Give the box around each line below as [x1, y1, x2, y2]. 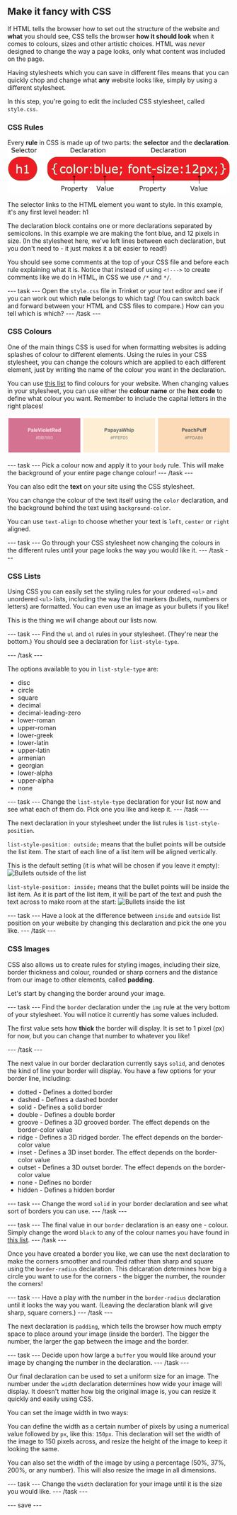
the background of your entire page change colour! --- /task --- [7, 468, 193, 477]
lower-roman [17, 716, 55, 725]
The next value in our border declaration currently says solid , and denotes [7, 1059, 225, 1067]
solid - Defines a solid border [17, 1103, 103, 1111]
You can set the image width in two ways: [7, 1408, 129, 1417]
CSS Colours [7, 327, 52, 336]
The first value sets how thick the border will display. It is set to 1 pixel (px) [7, 1023, 225, 1033]
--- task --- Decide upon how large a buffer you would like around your [7, 1351, 216, 1359]
